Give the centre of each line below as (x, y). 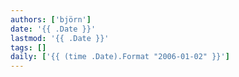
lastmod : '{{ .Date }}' (60, 38)
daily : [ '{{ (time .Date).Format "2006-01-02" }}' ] (120, 57)
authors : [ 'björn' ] (51, 19)
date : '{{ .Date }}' (53, 29)
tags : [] (28, 47)
